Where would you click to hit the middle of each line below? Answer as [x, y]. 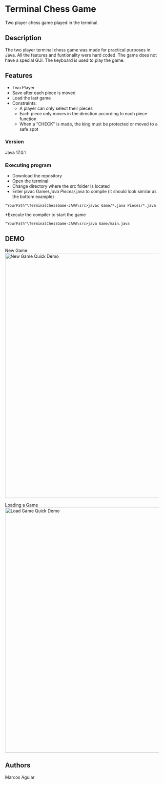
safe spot [29, 129]
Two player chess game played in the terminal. [52, 23]
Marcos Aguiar [20, 777]
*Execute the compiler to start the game [46, 215]
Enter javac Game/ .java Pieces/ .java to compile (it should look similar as [84, 192]
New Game [16, 250]
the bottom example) [33, 196]
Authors [18, 765]
